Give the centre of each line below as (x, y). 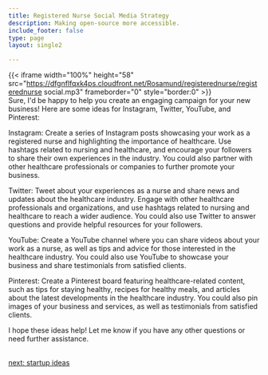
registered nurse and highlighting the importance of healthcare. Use (120, 141)
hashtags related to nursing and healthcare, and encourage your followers (130, 150)
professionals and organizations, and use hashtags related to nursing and (129, 207)
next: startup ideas (39, 363)
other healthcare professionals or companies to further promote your (122, 167)
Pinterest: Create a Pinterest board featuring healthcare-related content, (127, 281)
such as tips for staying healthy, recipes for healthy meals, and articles (124, 290)
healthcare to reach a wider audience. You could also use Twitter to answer (132, 216)
